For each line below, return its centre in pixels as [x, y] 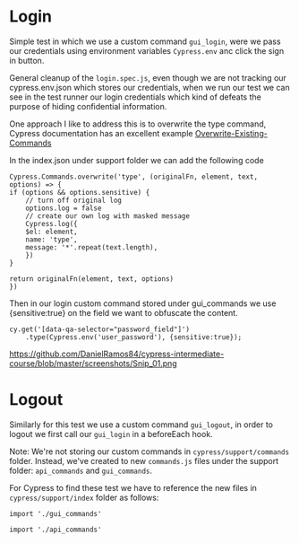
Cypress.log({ [51, 223]
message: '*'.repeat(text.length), [92, 247]
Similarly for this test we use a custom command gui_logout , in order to [141, 425]
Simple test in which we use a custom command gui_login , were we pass [145, 41]
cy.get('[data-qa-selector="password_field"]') [100, 329]
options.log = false [64, 208]
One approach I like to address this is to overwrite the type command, [138, 124]
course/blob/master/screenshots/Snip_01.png [93, 363]
